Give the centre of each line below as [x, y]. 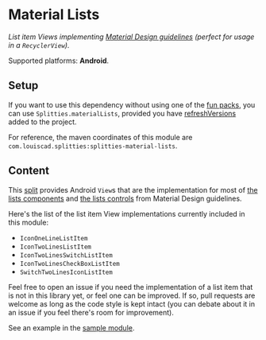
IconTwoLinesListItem [55, 247]
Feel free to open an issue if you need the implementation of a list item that [131, 287]
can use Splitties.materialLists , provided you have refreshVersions [122, 113]
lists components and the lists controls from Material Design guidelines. [125, 198]
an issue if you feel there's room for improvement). [91, 312]
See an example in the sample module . [71, 327]
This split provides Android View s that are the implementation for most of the [133, 190]
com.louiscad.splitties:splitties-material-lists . [93, 146]
